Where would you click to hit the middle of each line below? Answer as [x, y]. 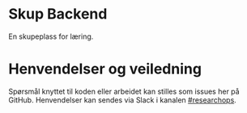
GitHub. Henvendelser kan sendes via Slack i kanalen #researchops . [122, 100]
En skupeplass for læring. [51, 36]
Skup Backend [58, 14]
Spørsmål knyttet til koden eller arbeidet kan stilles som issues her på [124, 91]
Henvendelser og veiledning [105, 69]
